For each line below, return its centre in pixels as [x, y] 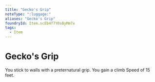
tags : [10, 28]
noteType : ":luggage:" [28, 14]
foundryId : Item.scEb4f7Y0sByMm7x [40, 23]
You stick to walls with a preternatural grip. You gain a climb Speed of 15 [77, 70]
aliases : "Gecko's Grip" [30, 19]
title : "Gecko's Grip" [28, 10]
